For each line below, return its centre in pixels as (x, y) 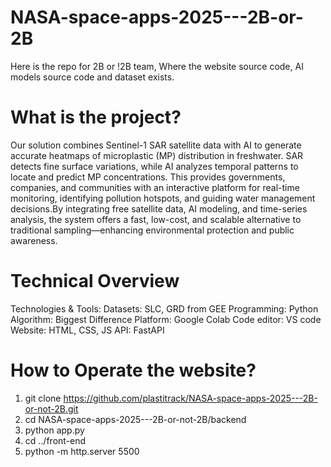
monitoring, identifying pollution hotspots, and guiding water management (163, 198)
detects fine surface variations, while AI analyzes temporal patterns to (154, 166)
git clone (43, 398)
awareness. (34, 240)
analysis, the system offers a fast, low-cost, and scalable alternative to (156, 219)
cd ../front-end (55, 440)
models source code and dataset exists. (92, 77)
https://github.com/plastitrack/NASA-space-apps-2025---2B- (190, 398)
